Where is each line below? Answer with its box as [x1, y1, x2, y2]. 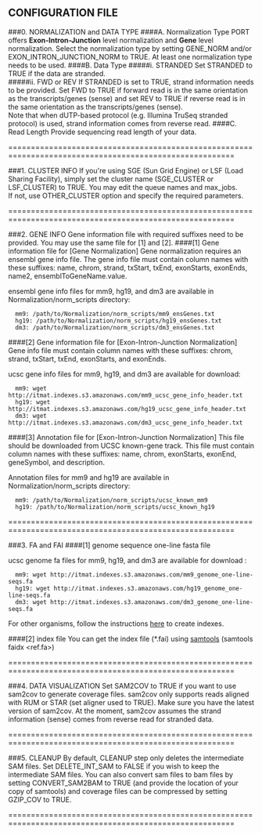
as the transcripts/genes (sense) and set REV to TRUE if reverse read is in [8, 93, 246, 103]
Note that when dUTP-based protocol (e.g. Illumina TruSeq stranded [8, 110, 228, 120]
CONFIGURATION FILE [8, 6, 119, 20]
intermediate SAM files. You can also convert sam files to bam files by [8, 769, 233, 779]
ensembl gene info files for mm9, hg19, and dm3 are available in [8, 286, 214, 296]
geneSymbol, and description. [8, 457, 106, 467]
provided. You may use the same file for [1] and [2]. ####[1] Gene [8, 238, 220, 247]
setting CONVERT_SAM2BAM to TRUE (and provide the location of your [8, 778, 239, 788]
